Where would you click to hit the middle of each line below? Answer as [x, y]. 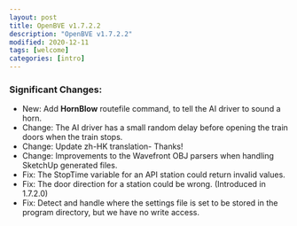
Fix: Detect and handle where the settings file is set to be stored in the [150, 203]
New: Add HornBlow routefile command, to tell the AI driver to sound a [151, 109]
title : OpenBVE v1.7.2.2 [55, 26]
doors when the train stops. [72, 137]
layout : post [33, 17]
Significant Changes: [56, 90]
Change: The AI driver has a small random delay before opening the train [155, 128]
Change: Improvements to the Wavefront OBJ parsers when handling [148, 156]
